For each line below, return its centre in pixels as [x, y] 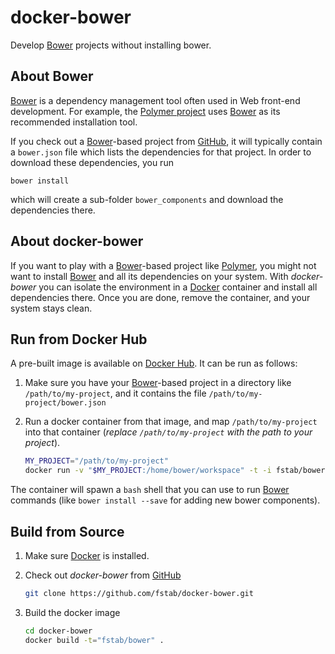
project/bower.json [65, 403]
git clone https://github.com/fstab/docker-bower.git [139, 593]
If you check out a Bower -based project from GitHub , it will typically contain [166, 141]
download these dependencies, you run [92, 162]
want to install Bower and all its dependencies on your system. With [149, 276]
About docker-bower [77, 241]
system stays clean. [51, 308]
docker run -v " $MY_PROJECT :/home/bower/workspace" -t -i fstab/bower [175, 471]
